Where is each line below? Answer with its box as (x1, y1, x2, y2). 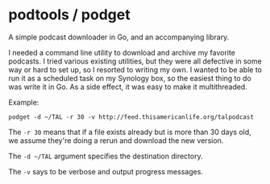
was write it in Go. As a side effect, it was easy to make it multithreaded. (8, 82, 247, 92)
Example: (8, 97, 39, 107)
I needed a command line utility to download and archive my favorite (8, 47, 236, 57)
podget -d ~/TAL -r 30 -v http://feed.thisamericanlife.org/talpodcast (8, 112, 254, 121)
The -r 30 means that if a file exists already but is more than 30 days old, (8, 127, 251, 137)
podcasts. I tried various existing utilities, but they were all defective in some (8, 56, 262, 66)
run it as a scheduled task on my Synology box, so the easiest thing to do (8, 73, 251, 83)
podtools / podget (8, 6, 131, 24)
